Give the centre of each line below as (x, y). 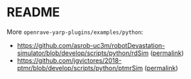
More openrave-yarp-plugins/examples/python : (75, 32)
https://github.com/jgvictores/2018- (69, 60)
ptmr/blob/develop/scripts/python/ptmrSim (80, 68)
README (33, 12)
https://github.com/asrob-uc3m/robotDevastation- (91, 45)
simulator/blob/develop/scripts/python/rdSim (83, 53)
